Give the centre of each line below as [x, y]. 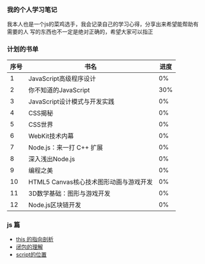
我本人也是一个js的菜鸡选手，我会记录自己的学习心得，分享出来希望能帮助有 [103, 24]
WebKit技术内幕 [51, 136]
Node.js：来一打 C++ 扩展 [66, 147]
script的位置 [31, 254]
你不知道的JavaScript [59, 90]
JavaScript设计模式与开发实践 [72, 101]
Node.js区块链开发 [55, 205]
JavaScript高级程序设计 [62, 78]
